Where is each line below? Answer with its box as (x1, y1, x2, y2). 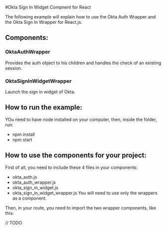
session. (5, 65, 22, 71)
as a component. (12, 195, 47, 201)
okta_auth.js (12, 174, 37, 180)
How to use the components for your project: (5, 151, 147, 160)
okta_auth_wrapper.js (12, 179, 56, 185)
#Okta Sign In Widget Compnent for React (5, 4, 91, 10)
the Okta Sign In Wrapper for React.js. (5, 19, 83, 25)
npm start (12, 136, 32, 142)
